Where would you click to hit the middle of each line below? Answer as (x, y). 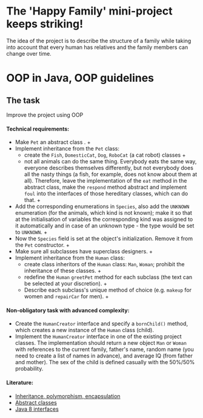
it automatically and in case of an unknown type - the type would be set (105, 226)
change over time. (29, 53)
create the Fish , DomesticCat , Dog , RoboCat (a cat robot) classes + (105, 155)
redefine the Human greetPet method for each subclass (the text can (108, 277)
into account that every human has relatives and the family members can (97, 47)
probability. (29, 369)
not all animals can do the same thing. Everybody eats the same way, (110, 162)
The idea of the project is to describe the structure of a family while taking (99, 41)
